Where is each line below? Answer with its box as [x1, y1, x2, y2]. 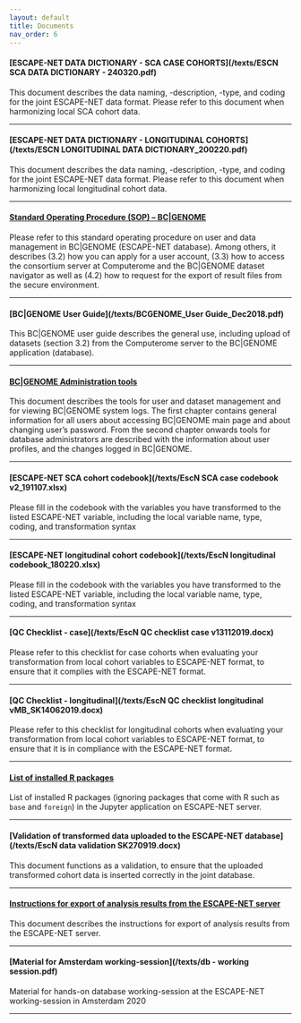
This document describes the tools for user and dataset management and [9, 396, 281, 407]
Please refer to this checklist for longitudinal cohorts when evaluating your [9, 724, 284, 735]
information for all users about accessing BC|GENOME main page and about [9, 415, 291, 426]
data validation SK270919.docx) [58, 840, 181, 850]
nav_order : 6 [9, 30, 58, 38]
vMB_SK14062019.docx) [9, 704, 104, 715]
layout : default [9, 13, 70, 22]
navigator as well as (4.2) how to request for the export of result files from [9, 269, 282, 280]
